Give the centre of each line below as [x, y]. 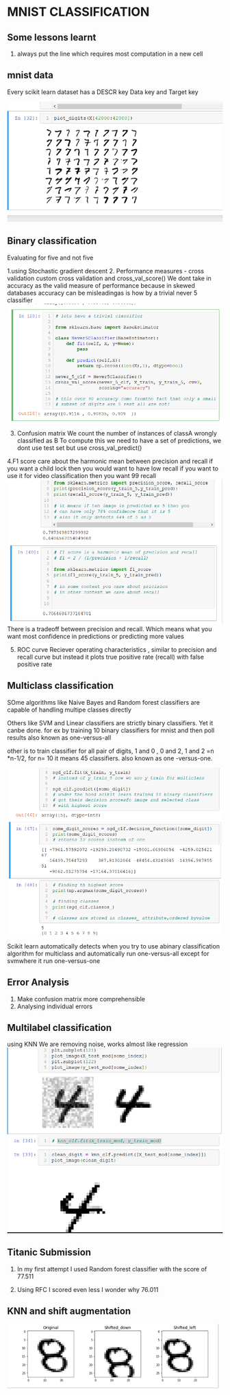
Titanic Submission [49, 1252]
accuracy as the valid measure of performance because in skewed [101, 285]
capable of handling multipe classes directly [69, 710]
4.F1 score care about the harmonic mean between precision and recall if [110, 462]
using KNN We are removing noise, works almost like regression [98, 1044]
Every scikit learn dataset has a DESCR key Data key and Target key [103, 92]
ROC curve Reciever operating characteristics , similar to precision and [117, 649]
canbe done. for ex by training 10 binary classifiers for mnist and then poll [111, 730]
